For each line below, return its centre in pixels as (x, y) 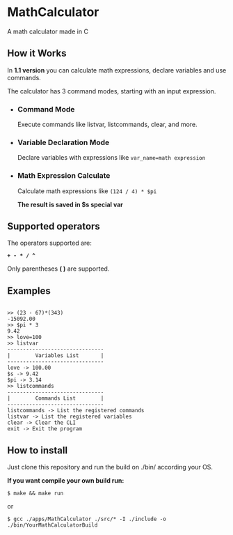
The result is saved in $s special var (70, 204)
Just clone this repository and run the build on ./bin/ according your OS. (110, 467)
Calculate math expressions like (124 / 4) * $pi (87, 191)
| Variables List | (56, 356)
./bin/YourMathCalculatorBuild (53, 525)
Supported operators (54, 226)
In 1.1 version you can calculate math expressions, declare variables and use (117, 70)
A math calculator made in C (48, 31)
